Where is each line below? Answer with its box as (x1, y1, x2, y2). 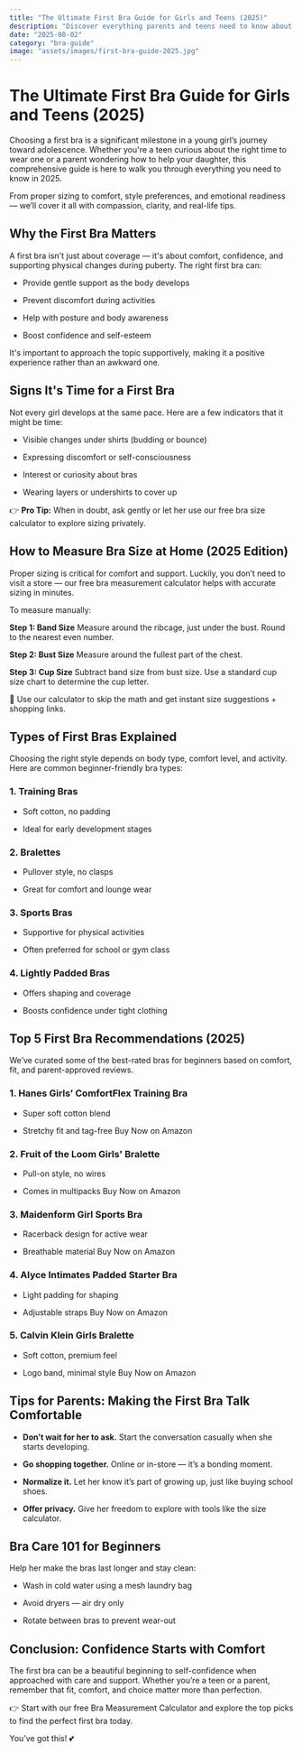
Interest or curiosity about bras (22, 468, 138, 479)
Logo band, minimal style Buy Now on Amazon (22, 1367, 197, 1377)
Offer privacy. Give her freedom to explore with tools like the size (22, 1503, 267, 1514)
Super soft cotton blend (22, 1108, 111, 1118)
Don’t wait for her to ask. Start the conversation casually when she (22, 1432, 273, 1442)
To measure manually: (9, 604, 92, 615)
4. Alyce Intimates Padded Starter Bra (9, 1269, 178, 1282)
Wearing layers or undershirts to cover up (22, 487, 178, 497)
